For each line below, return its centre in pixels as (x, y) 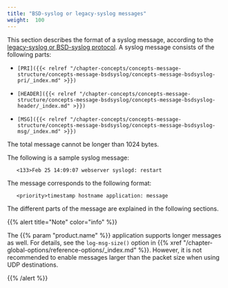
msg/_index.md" (39, 131)
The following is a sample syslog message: (68, 157)
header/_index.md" (44, 106)
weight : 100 (26, 20)
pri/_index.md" (39, 80)
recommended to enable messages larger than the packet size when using (113, 257)
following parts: (29, 54)
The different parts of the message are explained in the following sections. (113, 209)
